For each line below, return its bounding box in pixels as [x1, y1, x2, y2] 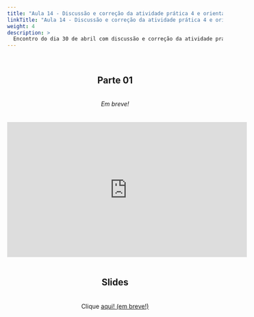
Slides [101, 277, 129, 288]
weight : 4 [7, 23, 36, 30]
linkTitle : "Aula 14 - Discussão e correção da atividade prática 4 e [7, 16, 213, 23]
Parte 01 [97, 74, 134, 86]
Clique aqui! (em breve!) [81, 302, 149, 310]
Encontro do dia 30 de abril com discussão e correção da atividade [13, 36, 213, 43]
